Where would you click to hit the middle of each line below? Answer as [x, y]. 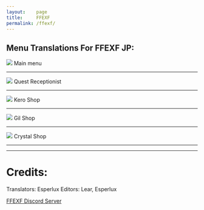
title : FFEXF [28, 18]
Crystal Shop [30, 136]
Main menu [28, 63]
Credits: [27, 173]
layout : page [27, 12]
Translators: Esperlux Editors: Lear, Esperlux [62, 189]
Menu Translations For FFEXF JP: [70, 48]
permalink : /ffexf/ [31, 23]
